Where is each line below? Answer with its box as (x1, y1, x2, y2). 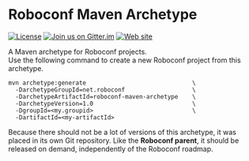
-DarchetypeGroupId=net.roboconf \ (15, 85, 196, 94)
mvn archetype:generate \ (8, 79, 196, 87)
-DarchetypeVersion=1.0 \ (15, 99, 196, 107)
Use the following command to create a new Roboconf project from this (8, 55, 241, 65)
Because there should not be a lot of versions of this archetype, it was (8, 127, 237, 137)
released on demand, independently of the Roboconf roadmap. (8, 144, 213, 153)
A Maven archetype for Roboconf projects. (8, 47, 148, 56)
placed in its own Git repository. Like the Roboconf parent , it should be (8, 136, 240, 145)
